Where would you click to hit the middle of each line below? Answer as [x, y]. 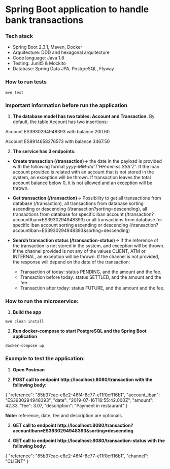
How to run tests [26, 82]
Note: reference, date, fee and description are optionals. [64, 415]
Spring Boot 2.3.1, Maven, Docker [47, 47]
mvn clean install [25, 321]
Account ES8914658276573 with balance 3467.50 [58, 141]
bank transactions [44, 20]
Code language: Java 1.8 [38, 58]
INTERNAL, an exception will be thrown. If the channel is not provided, [86, 257]
